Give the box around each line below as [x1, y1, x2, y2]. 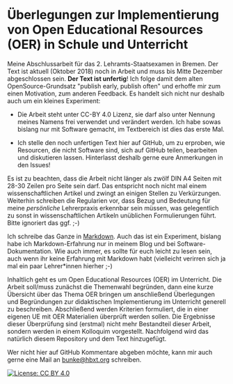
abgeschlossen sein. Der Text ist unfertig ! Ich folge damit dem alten [7, 74, 203, 83]
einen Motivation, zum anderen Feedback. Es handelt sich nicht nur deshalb [7, 89, 225, 98]
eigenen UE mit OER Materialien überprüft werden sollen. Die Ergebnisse [7, 312, 216, 321]
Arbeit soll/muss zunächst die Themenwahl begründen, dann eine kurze [7, 282, 214, 291]
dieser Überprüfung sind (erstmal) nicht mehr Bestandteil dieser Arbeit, [7, 319, 212, 328]
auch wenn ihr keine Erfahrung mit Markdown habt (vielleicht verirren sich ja [7, 254, 226, 263]
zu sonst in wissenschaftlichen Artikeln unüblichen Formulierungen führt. [7, 211, 217, 220]
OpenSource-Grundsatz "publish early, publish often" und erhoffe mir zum [7, 82, 221, 90]
